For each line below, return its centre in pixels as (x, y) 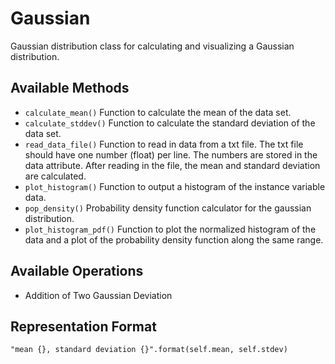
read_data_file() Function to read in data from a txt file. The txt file (164, 144)
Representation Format (83, 326)
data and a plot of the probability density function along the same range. (174, 239)
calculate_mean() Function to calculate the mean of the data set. (158, 112)
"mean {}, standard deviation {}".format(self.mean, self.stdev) (149, 350)
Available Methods (70, 88)
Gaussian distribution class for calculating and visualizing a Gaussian (152, 46)
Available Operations (77, 271)
